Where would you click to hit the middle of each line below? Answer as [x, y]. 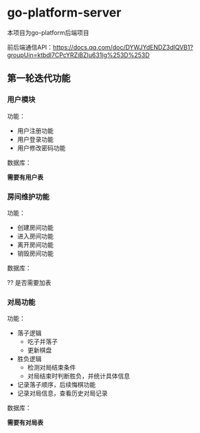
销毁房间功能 [35, 253]
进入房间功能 [35, 236]
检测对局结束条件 [52, 368]
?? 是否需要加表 [29, 282]
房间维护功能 [29, 196]
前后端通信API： [30, 47]
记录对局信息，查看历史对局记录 [62, 393]
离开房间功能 [35, 244]
